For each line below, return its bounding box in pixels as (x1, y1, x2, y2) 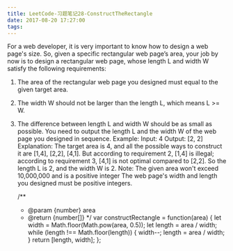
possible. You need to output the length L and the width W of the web (17, 127, 217, 136)
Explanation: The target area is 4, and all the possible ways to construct (17, 142, 223, 151)
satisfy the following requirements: (7, 64, 106, 73)
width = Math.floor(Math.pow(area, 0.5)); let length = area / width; (27, 221, 218, 229)
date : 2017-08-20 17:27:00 (7, 17, 86, 24)
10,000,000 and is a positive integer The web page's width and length (17, 172, 218, 180)
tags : (7, 23, 23, 30)
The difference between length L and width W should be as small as (17, 120, 213, 128)
